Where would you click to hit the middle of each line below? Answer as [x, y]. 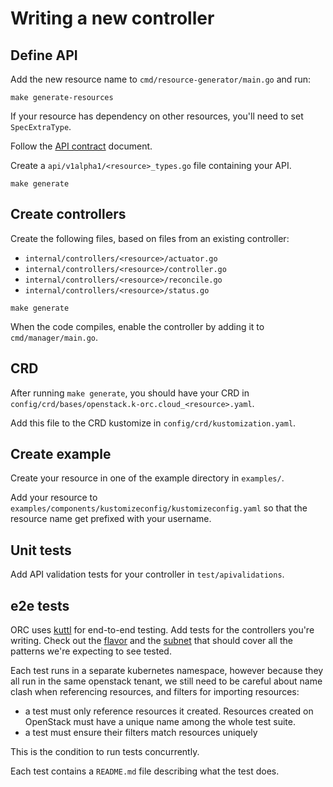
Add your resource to [54, 498]
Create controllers [68, 214]
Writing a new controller [112, 18]
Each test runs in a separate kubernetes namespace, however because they [167, 671]
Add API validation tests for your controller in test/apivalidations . [147, 574]
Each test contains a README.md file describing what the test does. [145, 771]
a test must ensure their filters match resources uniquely [141, 733]
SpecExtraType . [41, 126]
